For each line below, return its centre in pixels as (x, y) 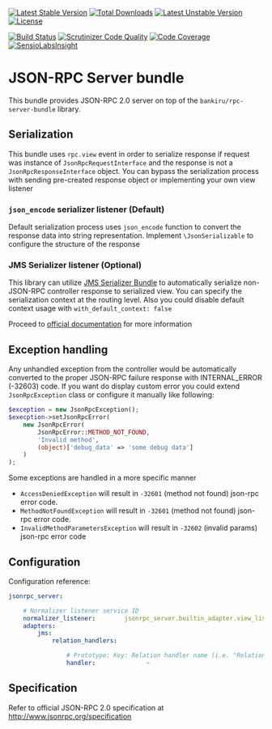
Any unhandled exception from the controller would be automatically (123, 369)
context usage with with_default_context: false (90, 308)
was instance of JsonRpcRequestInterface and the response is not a (121, 163)
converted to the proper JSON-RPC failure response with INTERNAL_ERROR (136, 378)
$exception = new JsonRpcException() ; (74, 410)
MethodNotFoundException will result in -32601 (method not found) (128, 511)
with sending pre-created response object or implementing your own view (132, 180)
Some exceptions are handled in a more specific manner (102, 478)
